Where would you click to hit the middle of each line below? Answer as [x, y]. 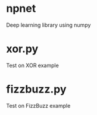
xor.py [22, 49]
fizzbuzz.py [36, 89]
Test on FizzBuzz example [38, 106]
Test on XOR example [33, 65]
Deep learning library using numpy [48, 25]
